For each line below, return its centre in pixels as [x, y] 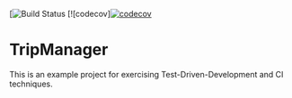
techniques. [31, 84]
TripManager [59, 50]
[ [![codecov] [60, 14]
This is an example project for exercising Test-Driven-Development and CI [146, 74]
